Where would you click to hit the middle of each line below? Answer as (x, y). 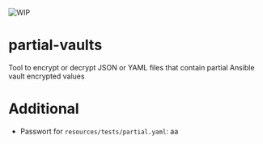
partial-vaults (55, 45)
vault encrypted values (47, 76)
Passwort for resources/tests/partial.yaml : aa (99, 131)
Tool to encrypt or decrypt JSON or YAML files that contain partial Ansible (131, 67)
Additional (44, 109)
